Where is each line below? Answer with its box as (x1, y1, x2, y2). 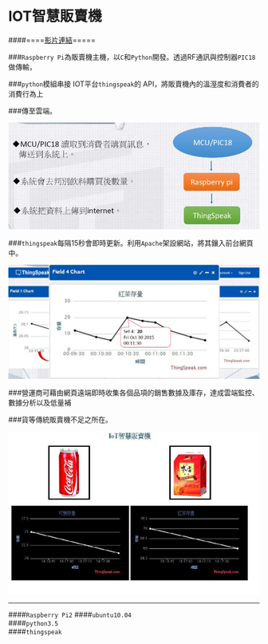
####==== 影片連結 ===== (8, 35, 96, 45)
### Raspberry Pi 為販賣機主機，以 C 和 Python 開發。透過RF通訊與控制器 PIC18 (8, 52, 256, 61)
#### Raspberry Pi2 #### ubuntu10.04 (8, 610, 132, 619)
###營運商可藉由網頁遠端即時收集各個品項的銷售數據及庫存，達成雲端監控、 (8, 388, 259, 397)
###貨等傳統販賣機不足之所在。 (8, 414, 113, 424)
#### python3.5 (8, 618, 58, 628)
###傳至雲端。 (8, 105, 57, 116)
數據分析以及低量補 (8, 397, 72, 407)
